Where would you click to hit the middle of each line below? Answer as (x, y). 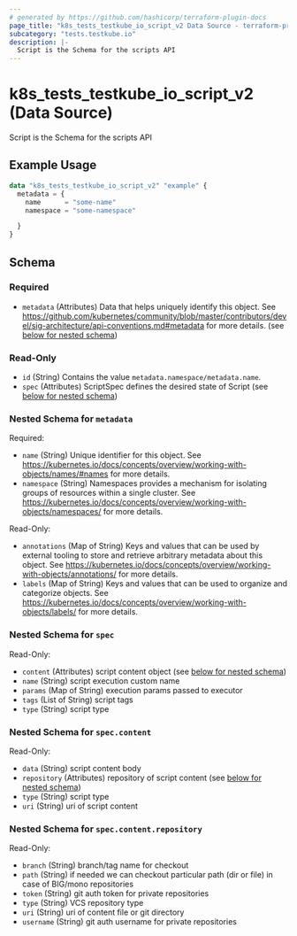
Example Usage (53, 165)
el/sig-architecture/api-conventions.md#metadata (113, 325)
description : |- (39, 42)
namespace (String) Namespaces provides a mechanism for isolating (145, 483)
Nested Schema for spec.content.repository (106, 829)
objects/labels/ (49, 612)
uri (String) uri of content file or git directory (103, 912)
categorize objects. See (65, 593)
